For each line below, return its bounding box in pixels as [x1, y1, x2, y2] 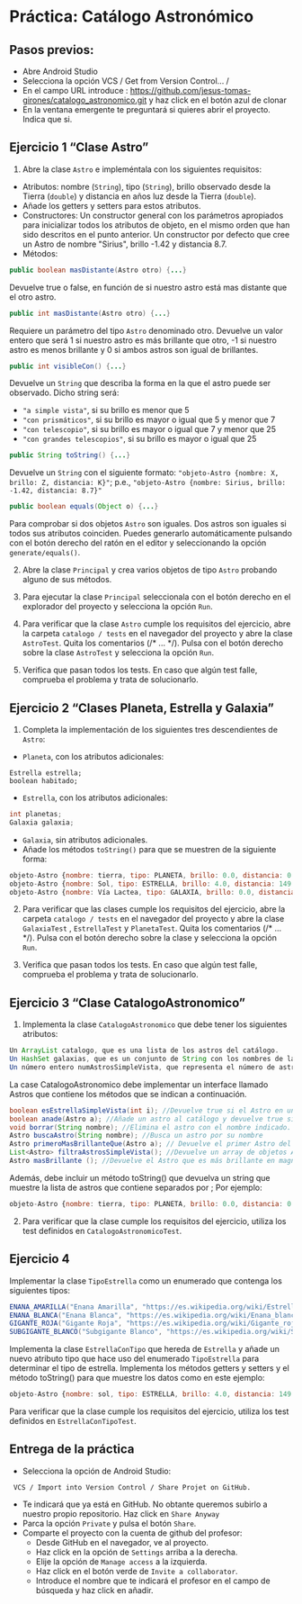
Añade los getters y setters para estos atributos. [22, 200, 201, 211]
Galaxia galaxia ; [9, 817, 75, 827]
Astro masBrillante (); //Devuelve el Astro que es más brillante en [9, 1157, 276, 1166]
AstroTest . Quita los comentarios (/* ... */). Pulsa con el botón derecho [22, 637, 284, 649]
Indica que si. [22, 114, 73, 124]
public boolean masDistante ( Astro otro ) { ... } [9, 266, 187, 275]
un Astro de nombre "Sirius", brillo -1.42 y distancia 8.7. [22, 239, 227, 249]
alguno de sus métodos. [22, 574, 112, 585]
